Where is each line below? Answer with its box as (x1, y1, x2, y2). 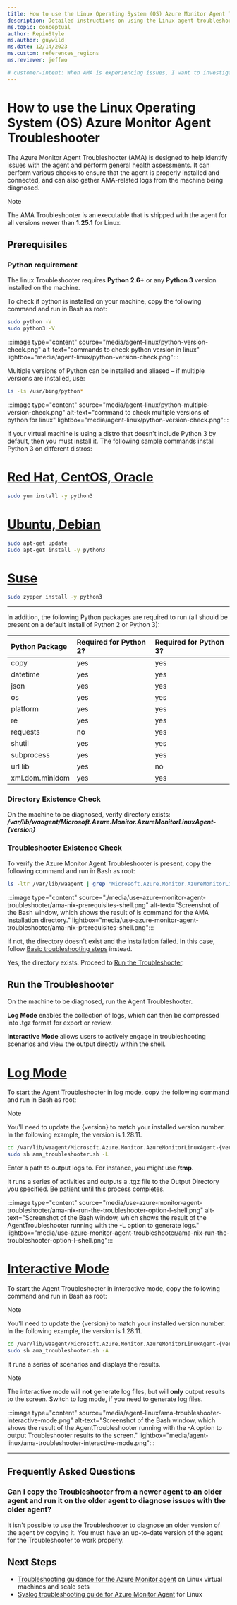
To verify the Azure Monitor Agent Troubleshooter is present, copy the (7, 859, 212, 868)
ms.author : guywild (7, 37, 65, 44)
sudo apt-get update (7, 539, 68, 547)
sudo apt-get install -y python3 (7, 546, 106, 553)
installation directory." (7, 916, 71, 924)
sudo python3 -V (7, 325, 55, 333)
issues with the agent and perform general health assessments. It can (7, 161, 210, 169)
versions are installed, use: (7, 374, 85, 382)
